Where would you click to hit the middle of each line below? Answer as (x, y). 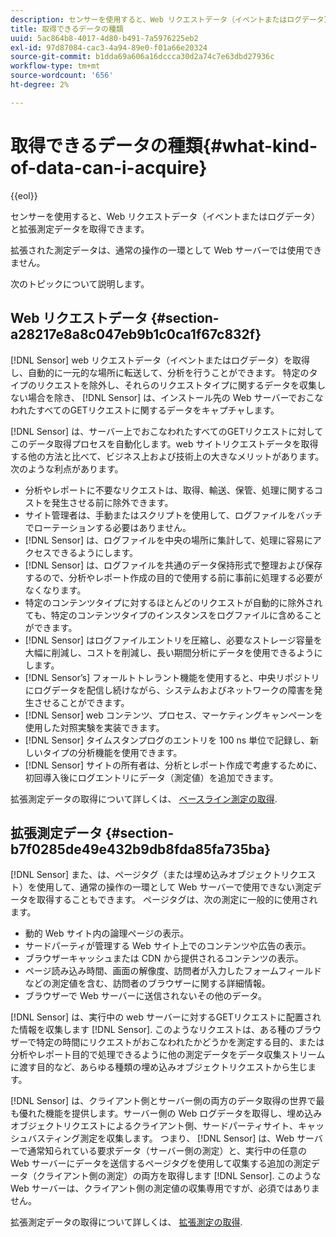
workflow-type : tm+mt (55, 66)
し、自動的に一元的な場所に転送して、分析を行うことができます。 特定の (160, 372)
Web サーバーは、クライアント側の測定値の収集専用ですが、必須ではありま (165, 1188)
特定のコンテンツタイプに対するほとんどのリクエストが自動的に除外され (173, 602)
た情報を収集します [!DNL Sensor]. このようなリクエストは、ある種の (153, 1030)
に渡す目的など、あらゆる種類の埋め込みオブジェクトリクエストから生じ (159, 1067)
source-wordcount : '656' (62, 76)
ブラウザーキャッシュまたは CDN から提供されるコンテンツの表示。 (164, 958)
